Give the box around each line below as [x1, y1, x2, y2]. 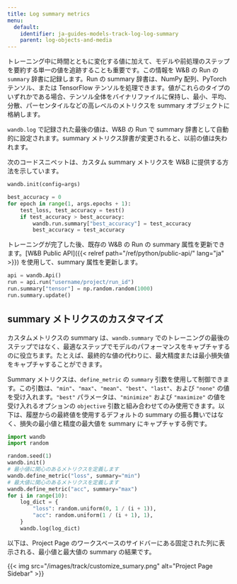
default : [13, 23, 40, 30]
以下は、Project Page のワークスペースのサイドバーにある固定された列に [7, 539, 219, 547]
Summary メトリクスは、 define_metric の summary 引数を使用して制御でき [7, 374, 224, 383]
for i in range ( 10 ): [7, 492, 69, 499]
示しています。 [19, 167, 63, 176]
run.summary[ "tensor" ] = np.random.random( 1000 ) [7, 285, 154, 292]
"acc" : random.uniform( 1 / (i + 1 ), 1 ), [33, 512, 154, 519]
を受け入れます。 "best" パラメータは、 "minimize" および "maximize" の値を [7, 392, 226, 401]
